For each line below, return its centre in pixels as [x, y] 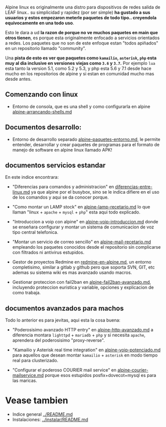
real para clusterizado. [35, 361]
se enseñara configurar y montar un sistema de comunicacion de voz [83, 227]
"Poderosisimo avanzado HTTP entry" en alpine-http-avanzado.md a [83, 330]
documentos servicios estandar [55, 165]
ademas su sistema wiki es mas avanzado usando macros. [72, 272]
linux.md [21, 192]
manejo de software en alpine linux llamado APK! [62, 150]
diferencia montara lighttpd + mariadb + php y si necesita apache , [79, 335]
